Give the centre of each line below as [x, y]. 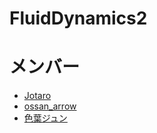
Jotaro [37, 96]
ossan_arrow [50, 106]
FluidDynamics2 [78, 18]
